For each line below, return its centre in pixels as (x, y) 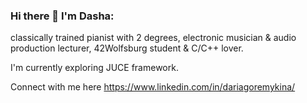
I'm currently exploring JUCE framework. (94, 68)
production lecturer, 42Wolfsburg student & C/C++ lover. (127, 48)
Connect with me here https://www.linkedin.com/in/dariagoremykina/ (153, 87)
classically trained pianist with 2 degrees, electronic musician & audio (153, 38)
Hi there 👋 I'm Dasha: (62, 16)
